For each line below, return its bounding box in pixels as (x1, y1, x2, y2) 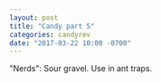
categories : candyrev (9, 30, 91, 39)
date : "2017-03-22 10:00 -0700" (9, 38, 131, 48)
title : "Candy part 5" (9, 22, 95, 31)
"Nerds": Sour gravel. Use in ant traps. (9, 63, 153, 74)
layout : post (9, 13, 59, 23)
